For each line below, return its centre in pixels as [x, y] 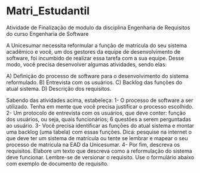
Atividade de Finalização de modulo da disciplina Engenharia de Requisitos [98, 27]
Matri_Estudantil [48, 11]
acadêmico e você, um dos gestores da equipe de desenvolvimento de [93, 51]
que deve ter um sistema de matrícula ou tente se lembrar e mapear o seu [97, 138]
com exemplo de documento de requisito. [57, 163]
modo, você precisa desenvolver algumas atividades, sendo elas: [87, 64]
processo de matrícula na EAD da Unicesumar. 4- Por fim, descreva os [93, 144]
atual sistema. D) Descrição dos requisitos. [59, 88]
